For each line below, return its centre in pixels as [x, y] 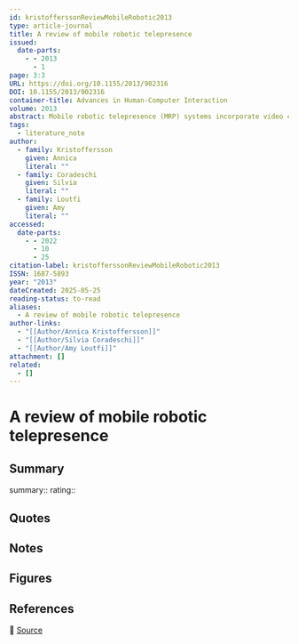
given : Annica [51, 158]
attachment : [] [37, 357]
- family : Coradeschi [57, 174]
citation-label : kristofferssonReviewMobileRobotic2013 [114, 266]
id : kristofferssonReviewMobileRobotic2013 [91, 17]
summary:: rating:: [43, 490]
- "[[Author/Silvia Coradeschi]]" [81, 340]
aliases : [25, 307]
